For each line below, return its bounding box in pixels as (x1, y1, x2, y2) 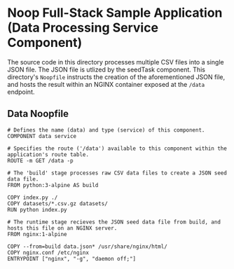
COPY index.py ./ (7, 194, 58, 201)
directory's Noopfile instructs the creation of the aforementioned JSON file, (7, 72, 226, 81)
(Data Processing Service (7, 20, 159, 36)
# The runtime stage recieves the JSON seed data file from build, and (7, 219, 221, 226)
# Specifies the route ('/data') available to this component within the (7, 145, 228, 152)
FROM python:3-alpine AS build (7, 181, 99, 188)
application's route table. (7, 151, 90, 158)
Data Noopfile (7, 108, 69, 120)
